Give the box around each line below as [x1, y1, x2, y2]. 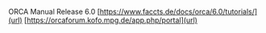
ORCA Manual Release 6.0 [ [8, 7, 101, 16]
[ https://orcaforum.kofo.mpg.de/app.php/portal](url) [23, 15, 197, 25]
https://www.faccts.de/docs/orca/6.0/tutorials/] [99, 7, 258, 16]
